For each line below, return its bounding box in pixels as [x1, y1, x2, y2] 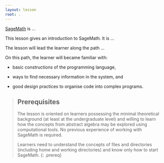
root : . [5, 12, 21, 17]
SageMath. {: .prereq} [17, 152, 62, 158]
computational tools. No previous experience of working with [17, 127, 142, 133]
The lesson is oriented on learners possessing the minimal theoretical [17, 111, 160, 117]
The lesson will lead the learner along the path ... [5, 45, 105, 51]
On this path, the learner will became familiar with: [5, 54, 108, 60]
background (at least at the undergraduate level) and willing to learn [17, 116, 156, 122]
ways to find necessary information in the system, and [12, 74, 123, 80]
